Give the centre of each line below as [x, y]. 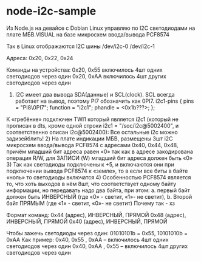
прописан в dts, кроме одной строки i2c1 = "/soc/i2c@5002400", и [93, 125]
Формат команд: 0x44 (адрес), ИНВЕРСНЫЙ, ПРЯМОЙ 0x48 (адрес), [96, 215]
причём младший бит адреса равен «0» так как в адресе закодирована [100, 151]
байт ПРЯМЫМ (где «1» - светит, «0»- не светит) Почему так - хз [90, 203]
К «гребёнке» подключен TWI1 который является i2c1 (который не [93, 119]
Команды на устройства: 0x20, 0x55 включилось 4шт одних [84, 70]
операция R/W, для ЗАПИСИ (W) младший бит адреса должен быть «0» [100, 158]
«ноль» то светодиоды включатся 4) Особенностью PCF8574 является [99, 177]
